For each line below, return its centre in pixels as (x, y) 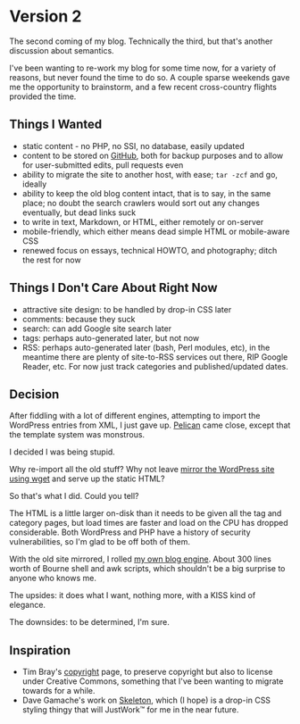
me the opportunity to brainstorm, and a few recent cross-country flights (143, 87)
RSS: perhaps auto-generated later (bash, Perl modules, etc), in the (146, 347)
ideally (34, 184)
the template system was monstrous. (77, 435)
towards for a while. (58, 691)
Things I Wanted (56, 125)
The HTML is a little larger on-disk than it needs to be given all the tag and (146, 513)
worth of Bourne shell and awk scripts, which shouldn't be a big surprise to (147, 569)
